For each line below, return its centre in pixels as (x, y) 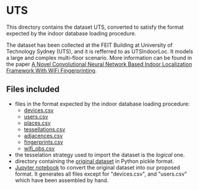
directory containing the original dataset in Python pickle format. (94, 161)
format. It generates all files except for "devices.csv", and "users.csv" (101, 174)
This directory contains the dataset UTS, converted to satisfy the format (95, 27)
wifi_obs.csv (39, 148)
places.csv (37, 123)
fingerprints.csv (43, 142)
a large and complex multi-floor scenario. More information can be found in (99, 58)
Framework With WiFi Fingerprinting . (52, 70)
